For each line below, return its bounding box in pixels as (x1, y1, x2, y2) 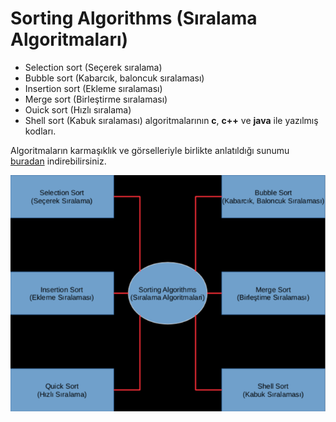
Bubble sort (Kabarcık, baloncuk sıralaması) (24, 72, 205, 84)
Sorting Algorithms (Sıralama (10, 7, 258, 30)
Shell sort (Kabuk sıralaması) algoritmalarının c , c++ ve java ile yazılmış (24, 114, 319, 126)
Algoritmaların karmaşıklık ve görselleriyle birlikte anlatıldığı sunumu (10, 144, 290, 156)
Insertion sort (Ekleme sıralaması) (24, 82, 163, 94)
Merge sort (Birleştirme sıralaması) (24, 93, 168, 105)
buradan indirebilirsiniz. (10, 155, 107, 167)
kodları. (24, 125, 57, 137)
